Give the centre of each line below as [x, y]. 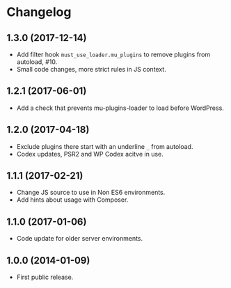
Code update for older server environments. [80, 239]
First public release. [45, 277]
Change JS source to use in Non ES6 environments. [91, 193]
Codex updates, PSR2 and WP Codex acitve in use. [90, 154]
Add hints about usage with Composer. [72, 200]
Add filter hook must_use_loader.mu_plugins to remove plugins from [113, 54]
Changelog [39, 12]
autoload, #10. [37, 62]
